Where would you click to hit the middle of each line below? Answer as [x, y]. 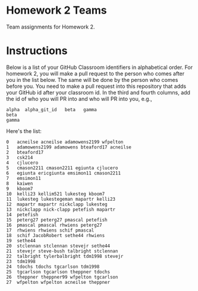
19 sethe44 [21, 241]
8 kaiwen [20, 184]
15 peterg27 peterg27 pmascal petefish [57, 220]
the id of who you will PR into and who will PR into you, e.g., [79, 99]
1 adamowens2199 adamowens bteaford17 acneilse [69, 147]
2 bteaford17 [25, 152]
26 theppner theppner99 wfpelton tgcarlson [62, 277]
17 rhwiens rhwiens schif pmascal [50, 230]
